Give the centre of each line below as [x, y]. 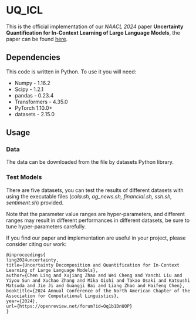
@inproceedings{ [26, 255]
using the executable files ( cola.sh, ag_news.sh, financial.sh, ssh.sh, [89, 196]
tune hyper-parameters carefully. [46, 226]
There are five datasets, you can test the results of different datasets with [95, 190]
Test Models [24, 177]
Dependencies [33, 57]
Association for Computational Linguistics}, [62, 296]
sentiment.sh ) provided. [35, 203]
